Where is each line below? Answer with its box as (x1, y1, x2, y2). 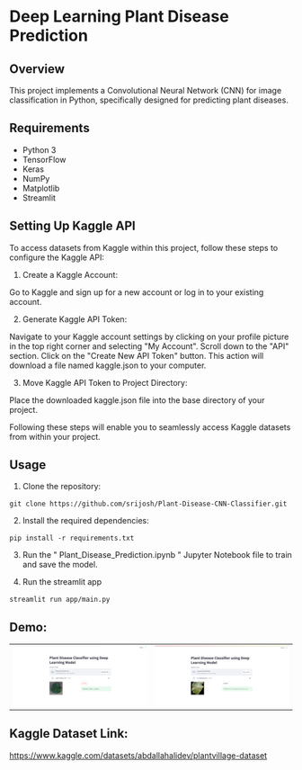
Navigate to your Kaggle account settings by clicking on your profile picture (9, 331, 289, 342)
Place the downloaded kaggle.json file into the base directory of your (9, 394, 265, 406)
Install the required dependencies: (22, 515, 150, 526)
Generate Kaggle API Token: (22, 313, 128, 325)
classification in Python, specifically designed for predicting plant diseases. (9, 94, 289, 105)
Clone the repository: (22, 481, 102, 492)
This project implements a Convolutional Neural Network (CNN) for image (9, 85, 282, 95)
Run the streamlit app (22, 577, 102, 587)
